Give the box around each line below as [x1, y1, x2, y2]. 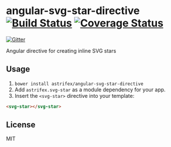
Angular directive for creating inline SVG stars [6, 47, 117, 54]
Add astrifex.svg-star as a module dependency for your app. [14, 86, 166, 93]
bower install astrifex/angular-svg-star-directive [14, 81, 143, 87]
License [6, 120, 36, 130]
